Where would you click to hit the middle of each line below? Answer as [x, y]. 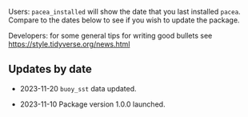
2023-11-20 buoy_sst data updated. [78, 88]
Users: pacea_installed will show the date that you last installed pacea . [125, 12]
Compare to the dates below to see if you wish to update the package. [124, 20]
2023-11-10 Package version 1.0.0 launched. [92, 104]
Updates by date [50, 69]
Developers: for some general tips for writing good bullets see [110, 36]
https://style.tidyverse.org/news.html [69, 44]
